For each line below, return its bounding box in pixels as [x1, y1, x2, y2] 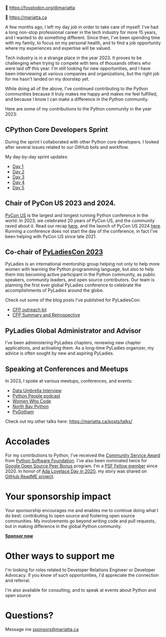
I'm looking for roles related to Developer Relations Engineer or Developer [5, 567, 156, 573]
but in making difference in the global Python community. [5, 523, 122, 529]
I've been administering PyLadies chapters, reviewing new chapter [5, 340, 141, 346]
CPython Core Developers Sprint [5, 126, 108, 134]
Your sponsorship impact [5, 491, 111, 503]
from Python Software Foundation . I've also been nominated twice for [5, 458, 147, 463]
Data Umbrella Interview [12, 387, 62, 393]
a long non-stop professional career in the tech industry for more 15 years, [5, 29, 157, 35]
